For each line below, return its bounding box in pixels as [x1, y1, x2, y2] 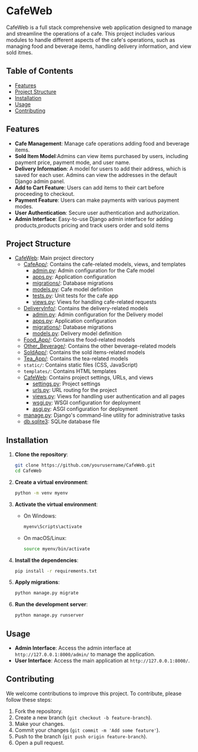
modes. [14, 203, 34, 210]
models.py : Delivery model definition [32, 330, 122, 337]
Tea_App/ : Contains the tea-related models [23, 355, 129, 362]
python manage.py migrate [14, 590, 79, 596]
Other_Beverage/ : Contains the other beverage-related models [23, 342, 176, 350]
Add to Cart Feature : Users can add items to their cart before [14, 184, 164, 191]
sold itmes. [6, 49, 33, 56]
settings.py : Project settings [32, 380, 100, 387]
